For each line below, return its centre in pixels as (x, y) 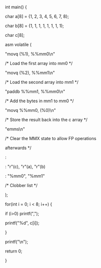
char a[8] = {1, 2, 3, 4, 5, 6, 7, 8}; (37, 16)
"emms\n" (15, 129)
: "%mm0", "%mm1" (25, 176)
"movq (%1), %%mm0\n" (30, 54)
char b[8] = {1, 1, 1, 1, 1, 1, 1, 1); (35, 26)
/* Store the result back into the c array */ (46, 120)
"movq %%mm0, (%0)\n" (31, 110)
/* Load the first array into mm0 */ (39, 63)
